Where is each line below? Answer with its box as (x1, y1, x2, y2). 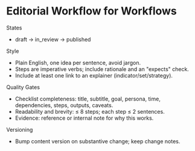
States (6, 24, 22, 31)
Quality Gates (6, 83, 40, 91)
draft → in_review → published (14, 35, 91, 43)
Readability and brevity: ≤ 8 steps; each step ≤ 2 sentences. (14, 108, 165, 115)
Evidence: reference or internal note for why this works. (14, 114, 154, 122)
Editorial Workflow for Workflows (6, 4, 177, 18)
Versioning (6, 126, 33, 133)
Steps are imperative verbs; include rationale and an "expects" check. (14, 65, 189, 73)
